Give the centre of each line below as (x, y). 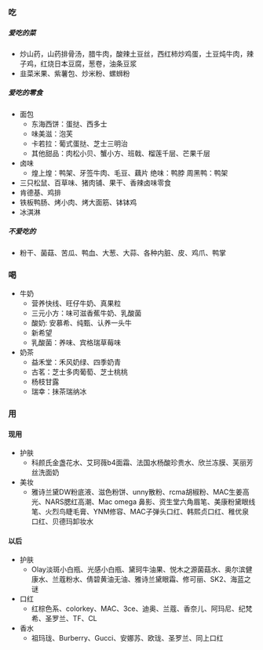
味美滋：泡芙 (52, 133)
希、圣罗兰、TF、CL (64, 619)
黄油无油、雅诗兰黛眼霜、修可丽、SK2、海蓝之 (175, 579)
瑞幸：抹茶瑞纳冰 (59, 392)
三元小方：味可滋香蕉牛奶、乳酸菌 (86, 313)
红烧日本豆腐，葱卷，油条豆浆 (89, 64)
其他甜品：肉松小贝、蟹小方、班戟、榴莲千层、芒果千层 (121, 153)
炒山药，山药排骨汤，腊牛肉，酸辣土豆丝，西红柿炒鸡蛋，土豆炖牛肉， (133, 53)
